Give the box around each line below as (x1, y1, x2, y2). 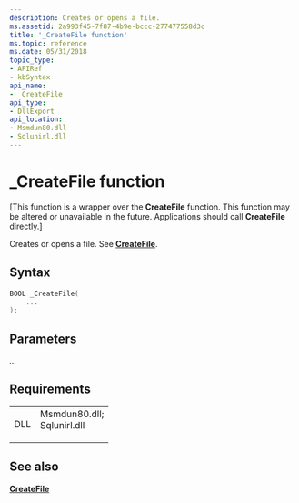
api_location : (9, 115, 64, 124)
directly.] (9, 221, 43, 231)
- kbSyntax (9, 73, 51, 82)
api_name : (9, 81, 47, 90)
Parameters (9, 331, 77, 346)
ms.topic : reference (9, 38, 88, 48)
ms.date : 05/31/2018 (9, 47, 88, 56)
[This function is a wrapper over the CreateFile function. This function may (9, 201, 291, 212)
